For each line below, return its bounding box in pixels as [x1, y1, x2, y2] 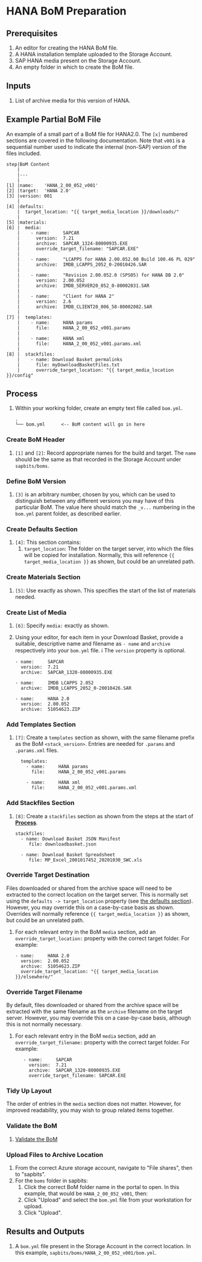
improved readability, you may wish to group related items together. [6, 1106, 174, 1114]
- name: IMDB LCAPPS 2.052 [14, 680, 94, 686]
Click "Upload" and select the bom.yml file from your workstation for [24, 1196, 192, 1204]
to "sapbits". [14, 1171, 46, 1178]
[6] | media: [6, 224, 42, 230]
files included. [6, 150, 42, 157]
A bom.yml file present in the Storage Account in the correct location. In [14, 1242, 191, 1249]
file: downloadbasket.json [28, 841, 96, 847]
